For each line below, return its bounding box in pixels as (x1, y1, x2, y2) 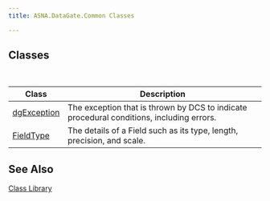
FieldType (12, 130, 50, 141)
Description (139, 89, 186, 100)
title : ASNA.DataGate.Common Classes (8, 11, 135, 20)
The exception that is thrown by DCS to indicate (67, 102, 247, 113)
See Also (8, 162, 54, 176)
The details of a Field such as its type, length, (67, 125, 239, 136)
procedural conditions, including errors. (67, 112, 217, 123)
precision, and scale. (67, 135, 146, 147)
